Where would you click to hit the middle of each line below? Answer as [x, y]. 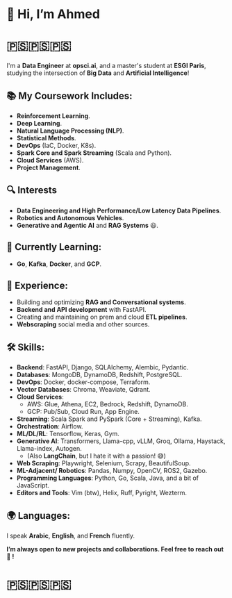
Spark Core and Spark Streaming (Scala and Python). [94, 153]
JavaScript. [33, 485]
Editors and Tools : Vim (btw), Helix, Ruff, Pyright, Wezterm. [102, 493]
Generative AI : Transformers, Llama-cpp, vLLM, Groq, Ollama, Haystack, [121, 441]
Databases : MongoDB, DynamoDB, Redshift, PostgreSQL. [99, 375]
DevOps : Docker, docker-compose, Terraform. [83, 382]
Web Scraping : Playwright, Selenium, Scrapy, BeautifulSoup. [104, 463]
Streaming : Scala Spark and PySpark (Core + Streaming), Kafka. [109, 419]
